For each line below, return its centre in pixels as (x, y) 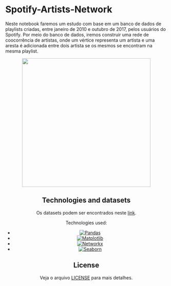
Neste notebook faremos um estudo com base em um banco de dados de (83, 24)
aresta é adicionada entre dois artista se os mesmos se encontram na (79, 45)
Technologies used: (86, 223)
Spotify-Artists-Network (59, 10)
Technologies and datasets (86, 200)
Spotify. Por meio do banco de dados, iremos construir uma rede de (77, 34)
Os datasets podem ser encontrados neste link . (86, 212)
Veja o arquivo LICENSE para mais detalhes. (86, 278)
